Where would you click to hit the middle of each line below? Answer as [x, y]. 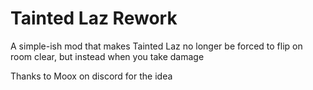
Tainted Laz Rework [94, 18]
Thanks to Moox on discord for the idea [91, 76]
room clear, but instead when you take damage [107, 56]
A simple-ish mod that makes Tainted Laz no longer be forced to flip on [156, 46]
